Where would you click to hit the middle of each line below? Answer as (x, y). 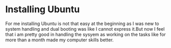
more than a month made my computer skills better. (59, 40)
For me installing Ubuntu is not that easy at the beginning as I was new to (82, 23)
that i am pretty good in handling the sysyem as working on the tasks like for (86, 34)
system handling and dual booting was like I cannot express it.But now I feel (85, 29)
